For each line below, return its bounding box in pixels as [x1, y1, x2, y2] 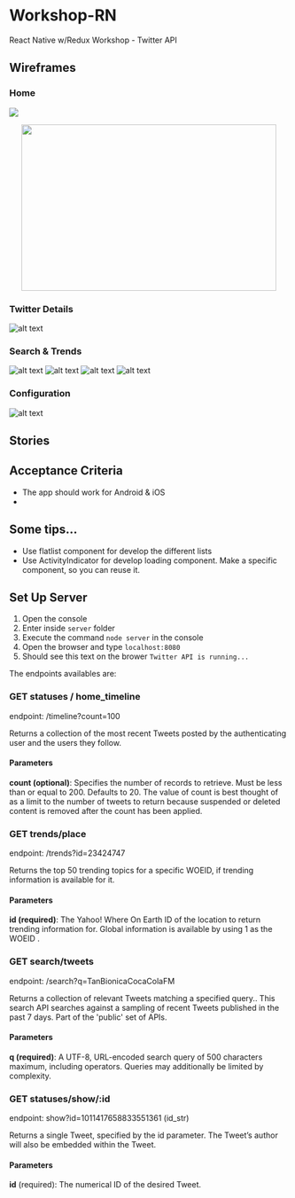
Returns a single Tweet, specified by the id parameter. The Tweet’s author [9, 1130, 279, 1140]
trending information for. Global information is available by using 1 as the [9, 924, 273, 935]
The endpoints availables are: [9, 669, 117, 679]
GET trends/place [9, 827, 87, 840]
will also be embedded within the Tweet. [9, 1139, 157, 1150]
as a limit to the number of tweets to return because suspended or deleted [9, 795, 281, 807]
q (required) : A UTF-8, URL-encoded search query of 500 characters [9, 1052, 263, 1062]
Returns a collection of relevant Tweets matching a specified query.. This [9, 992, 276, 1003]
